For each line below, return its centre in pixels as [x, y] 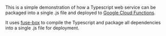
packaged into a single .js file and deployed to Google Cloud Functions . [80, 13]
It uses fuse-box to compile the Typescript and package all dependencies [83, 23]
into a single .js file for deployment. [42, 28]
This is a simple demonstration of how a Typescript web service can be [81, 7]
